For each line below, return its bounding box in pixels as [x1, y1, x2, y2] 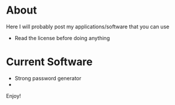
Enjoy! [6, 92, 22, 99]
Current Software [6, 55, 93, 68]
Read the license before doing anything [14, 34, 110, 41]
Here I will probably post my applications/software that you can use [6, 23, 170, 30]
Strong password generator [14, 74, 82, 81]
